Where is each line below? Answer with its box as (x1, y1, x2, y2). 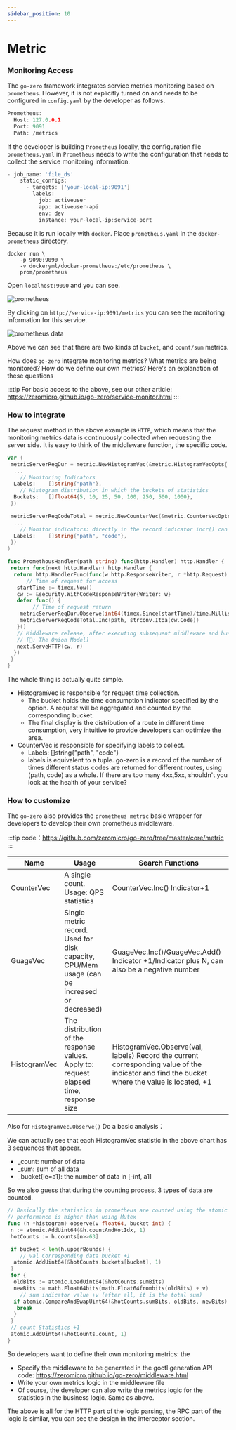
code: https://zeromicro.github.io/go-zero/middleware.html (17, 1370, 188, 1379)
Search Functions (138, 858, 199, 868)
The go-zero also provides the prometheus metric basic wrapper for (7, 812, 202, 820)
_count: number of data (17, 1158, 86, 1166)
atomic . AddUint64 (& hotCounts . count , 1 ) (10, 1331, 128, 1338)
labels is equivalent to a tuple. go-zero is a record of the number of (27, 756, 222, 764)
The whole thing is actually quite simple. (7, 675, 124, 684)
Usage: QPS (64, 887, 104, 897)
